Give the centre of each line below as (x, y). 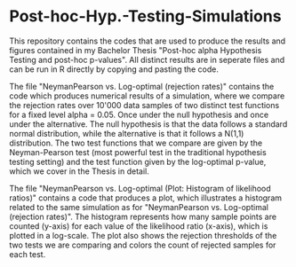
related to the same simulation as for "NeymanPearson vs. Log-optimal (139, 207)
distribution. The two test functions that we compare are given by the (136, 143)
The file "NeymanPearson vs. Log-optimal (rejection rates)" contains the (142, 86)
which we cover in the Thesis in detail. (79, 171)
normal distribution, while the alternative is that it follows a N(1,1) (127, 133)
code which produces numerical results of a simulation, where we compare (147, 96)
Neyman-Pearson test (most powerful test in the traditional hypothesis (138, 152)
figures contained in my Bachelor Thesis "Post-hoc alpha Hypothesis (136, 50)
